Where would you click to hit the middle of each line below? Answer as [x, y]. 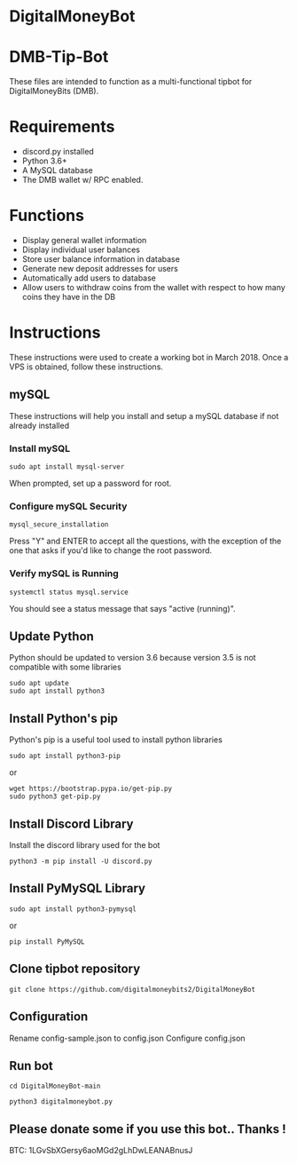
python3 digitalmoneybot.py [61, 1102]
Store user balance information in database [101, 259]
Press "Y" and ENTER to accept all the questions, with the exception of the [145, 541]
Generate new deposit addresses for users [100, 269]
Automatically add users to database [89, 278]
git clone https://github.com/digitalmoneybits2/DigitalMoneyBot [132, 989]
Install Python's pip [63, 718]
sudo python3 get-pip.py [55, 796]
